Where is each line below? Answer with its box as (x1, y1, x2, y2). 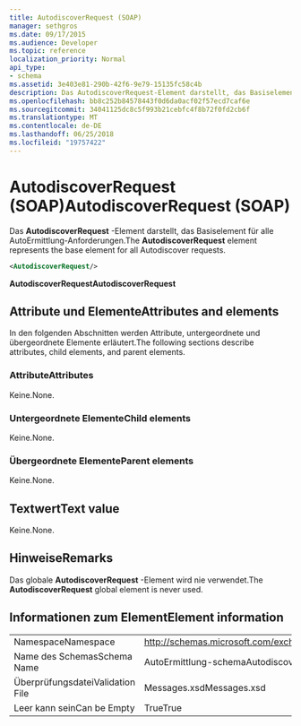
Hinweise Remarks (9, 550, 114, 566)
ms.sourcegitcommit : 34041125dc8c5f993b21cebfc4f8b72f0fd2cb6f (9, 105, 251, 114)
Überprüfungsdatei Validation (13, 676, 136, 688)
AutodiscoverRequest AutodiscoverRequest (9, 278, 176, 289)
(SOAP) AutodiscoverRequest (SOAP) (9, 195, 291, 216)
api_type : (9, 64, 47, 73)
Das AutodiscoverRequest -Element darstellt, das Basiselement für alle (9, 225, 274, 236)
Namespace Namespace (13, 635, 116, 648)
